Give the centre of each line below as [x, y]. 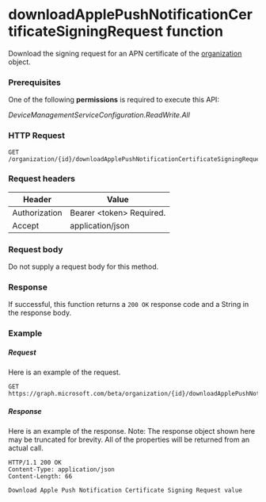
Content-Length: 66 [40, 477]
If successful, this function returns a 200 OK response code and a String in [129, 305]
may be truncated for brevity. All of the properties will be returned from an [129, 440]
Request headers [42, 178]
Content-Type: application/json [61, 469]
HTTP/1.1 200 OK [35, 463]
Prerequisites [34, 82]
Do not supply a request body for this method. [84, 266]
